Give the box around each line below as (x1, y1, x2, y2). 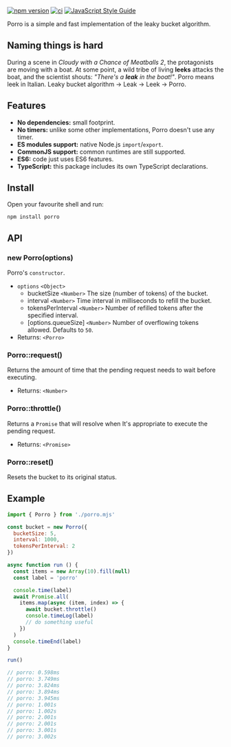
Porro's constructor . (7, 269, 65, 277)
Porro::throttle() (7, 403, 62, 413)
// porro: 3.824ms (7, 682, 60, 689)
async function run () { (7, 562, 78, 569)
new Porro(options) (7, 253, 74, 262)
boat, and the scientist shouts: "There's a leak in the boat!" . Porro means (7, 72, 214, 81)
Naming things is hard (7, 40, 103, 52)
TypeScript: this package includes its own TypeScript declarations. (16, 162, 208, 170)
